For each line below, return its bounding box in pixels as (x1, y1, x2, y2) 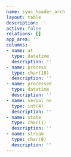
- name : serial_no (6, 97, 52, 103)
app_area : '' (6, 36, 39, 42)
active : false (6, 25, 42, 32)
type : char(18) (11, 70, 50, 76)
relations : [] (6, 31, 42, 37)
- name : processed (6, 81, 52, 87)
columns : (6, 42, 28, 48)
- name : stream (6, 131, 44, 137)
